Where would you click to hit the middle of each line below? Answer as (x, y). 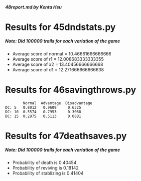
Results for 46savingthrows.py (71, 90)
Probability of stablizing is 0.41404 (48, 173)
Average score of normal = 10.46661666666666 (62, 54)
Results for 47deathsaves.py (66, 136)
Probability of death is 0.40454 (44, 163)
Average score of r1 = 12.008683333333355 (58, 59)
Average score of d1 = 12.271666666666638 (58, 69)
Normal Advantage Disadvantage (58, 103)
